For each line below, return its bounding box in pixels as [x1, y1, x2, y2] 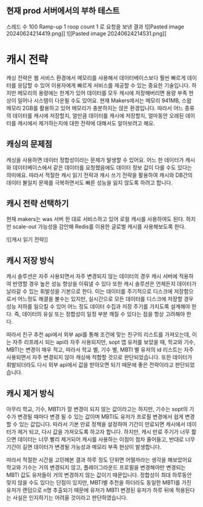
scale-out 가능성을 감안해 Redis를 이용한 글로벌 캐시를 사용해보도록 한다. [12, 223, 186, 230]
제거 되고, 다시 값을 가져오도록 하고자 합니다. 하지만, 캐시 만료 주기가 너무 [17, 428, 190, 435]
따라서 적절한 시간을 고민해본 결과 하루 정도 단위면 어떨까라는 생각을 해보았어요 [6, 456, 193, 463]
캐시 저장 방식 [6, 255, 55, 265]
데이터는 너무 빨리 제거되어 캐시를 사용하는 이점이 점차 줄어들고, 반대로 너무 [17, 436, 196, 443]
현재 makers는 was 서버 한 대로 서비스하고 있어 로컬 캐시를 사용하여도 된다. [6, 216, 185, 223]
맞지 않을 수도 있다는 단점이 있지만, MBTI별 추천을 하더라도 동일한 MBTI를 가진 [6, 479, 192, 486]
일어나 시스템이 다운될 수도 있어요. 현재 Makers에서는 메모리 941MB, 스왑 [17, 96, 192, 104]
